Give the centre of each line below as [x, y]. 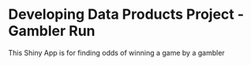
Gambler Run [52, 31]
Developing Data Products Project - [126, 14]
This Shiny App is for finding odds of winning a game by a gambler [116, 52]
